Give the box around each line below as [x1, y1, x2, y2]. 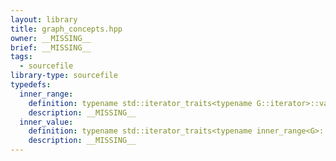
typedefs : [10, 80, 52, 90]
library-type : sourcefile [10, 71, 118, 81]
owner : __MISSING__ [10, 33, 92, 43]
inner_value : [19, 117, 74, 127]
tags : [10, 52, 33, 62]
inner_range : [19, 89, 74, 99]
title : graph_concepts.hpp [10, 24, 123, 34]
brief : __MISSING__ [10, 42, 92, 53]
